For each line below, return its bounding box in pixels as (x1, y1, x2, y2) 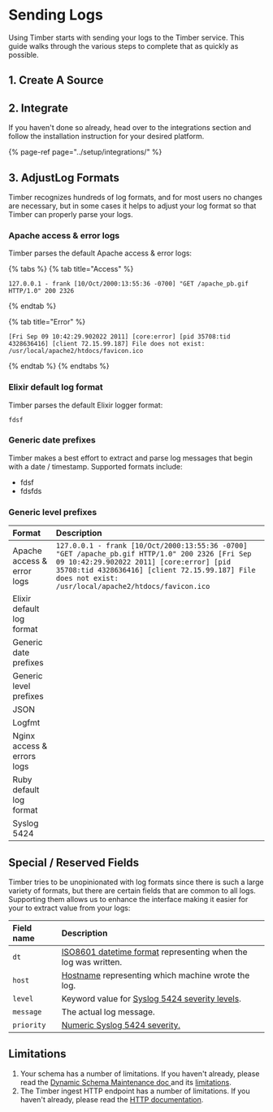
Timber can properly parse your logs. (8, 209, 133, 219)
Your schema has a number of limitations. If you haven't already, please (19, 1068, 260, 1079)
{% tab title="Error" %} (8, 317, 86, 327)
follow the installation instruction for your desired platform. (8, 132, 205, 142)
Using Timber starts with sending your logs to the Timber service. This (8, 33, 245, 42)
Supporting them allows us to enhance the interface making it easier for (8, 894, 249, 904)
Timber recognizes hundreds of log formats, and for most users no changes (8, 192, 262, 202)
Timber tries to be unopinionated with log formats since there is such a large (8, 877, 264, 887)
